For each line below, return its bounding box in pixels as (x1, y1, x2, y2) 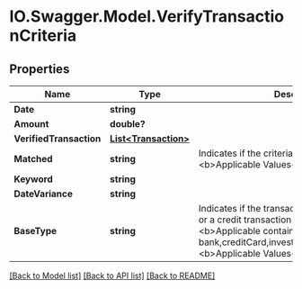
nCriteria (9, 25, 77, 46)
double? (109, 118, 146, 130)
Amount (13, 118, 49, 130)
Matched (13, 153, 53, 165)
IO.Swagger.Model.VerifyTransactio (9, 6, 285, 27)
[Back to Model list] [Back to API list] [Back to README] (9, 270, 216, 281)
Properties (9, 61, 70, 77)
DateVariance (13, 187, 74, 200)
